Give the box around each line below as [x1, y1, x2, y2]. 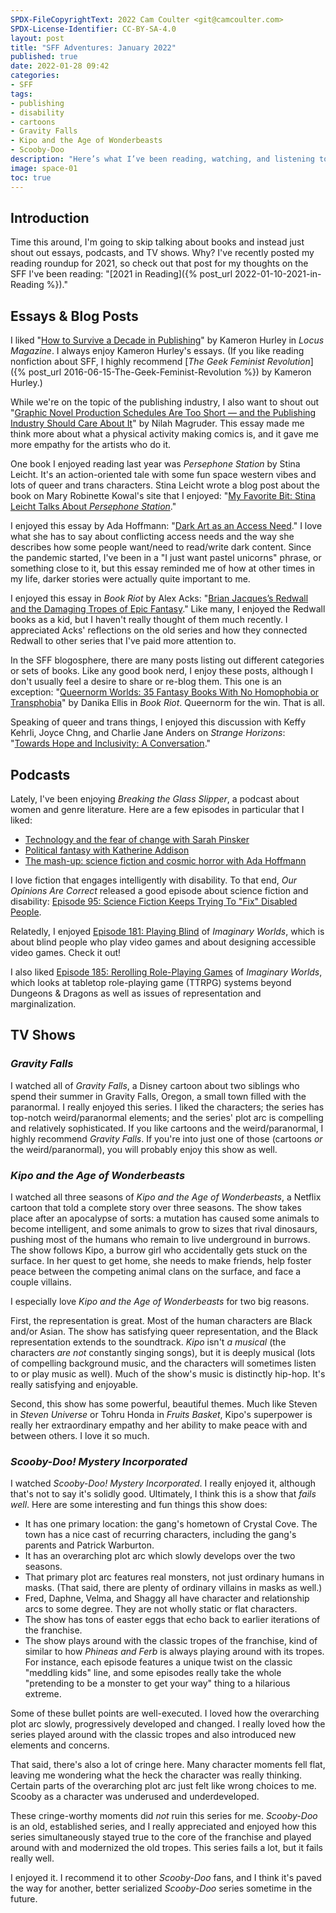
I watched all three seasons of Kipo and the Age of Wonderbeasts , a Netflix [10, 1191, 322, 1203]
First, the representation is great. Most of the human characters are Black [10, 1314, 313, 1326]
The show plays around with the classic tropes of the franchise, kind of [24, 1635, 318, 1647]
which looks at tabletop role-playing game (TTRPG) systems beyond [10, 976, 292, 988]
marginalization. [10, 997, 77, 1010]
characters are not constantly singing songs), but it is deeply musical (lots [10, 1346, 316, 1358]
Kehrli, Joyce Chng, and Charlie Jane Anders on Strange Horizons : [10, 727, 286, 739]
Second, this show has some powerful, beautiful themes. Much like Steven [10, 1397, 318, 1410]
